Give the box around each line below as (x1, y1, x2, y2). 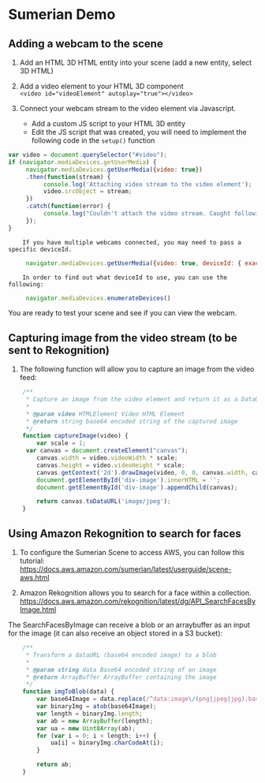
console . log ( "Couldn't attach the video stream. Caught (43, 210, 231, 218)
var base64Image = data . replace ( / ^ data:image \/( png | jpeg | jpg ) (36, 695, 245, 703)
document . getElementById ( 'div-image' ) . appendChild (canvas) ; (36, 483, 238, 491)
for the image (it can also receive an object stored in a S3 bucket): (8, 628, 223, 638)
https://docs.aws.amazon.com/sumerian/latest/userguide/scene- (19, 565, 232, 573)
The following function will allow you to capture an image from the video (19, 364, 255, 374)
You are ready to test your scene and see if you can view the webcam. (8, 308, 237, 318)
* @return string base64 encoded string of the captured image (25, 417, 238, 425)
